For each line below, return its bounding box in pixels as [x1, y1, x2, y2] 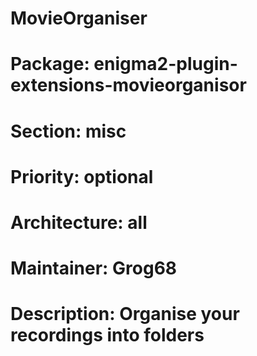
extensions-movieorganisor [10, 74, 247, 97]
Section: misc [10, 120, 127, 142]
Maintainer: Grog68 [10, 257, 178, 280]
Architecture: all [10, 211, 148, 234]
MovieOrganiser [10, 7, 148, 30]
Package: [10, 53, 90, 76]
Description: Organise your [10, 303, 240, 326]
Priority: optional [10, 165, 154, 188]
